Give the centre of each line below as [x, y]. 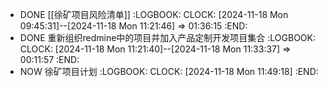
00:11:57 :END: [49, 59]
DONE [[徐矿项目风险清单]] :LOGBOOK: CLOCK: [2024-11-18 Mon [154, 14]
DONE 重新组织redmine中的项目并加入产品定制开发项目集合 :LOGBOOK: [168, 37]
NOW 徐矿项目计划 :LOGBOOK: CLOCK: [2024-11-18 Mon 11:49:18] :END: [169, 71]
